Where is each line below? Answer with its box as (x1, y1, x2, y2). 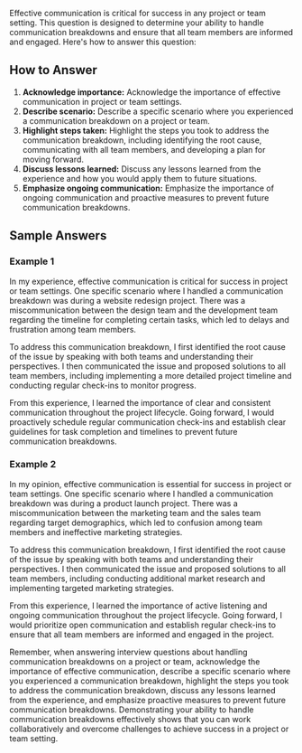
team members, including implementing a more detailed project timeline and (9, 370, 292, 381)
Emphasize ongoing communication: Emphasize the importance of (22, 183, 275, 193)
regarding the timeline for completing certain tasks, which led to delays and (9, 314, 290, 325)
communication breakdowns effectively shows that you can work (9, 713, 252, 724)
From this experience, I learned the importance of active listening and (9, 600, 268, 611)
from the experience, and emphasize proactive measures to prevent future (9, 694, 287, 705)
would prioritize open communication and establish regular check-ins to (9, 619, 277, 630)
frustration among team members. (9, 324, 137, 334)
